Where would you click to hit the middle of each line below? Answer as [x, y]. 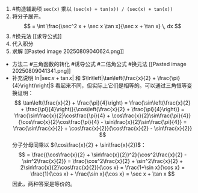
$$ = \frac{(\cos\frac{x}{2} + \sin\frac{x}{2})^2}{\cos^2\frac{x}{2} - [103, 155]
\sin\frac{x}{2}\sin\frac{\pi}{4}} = [146, 122]
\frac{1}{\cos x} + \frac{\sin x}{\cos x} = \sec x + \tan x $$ [103, 174]
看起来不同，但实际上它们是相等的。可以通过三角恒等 [121, 85]
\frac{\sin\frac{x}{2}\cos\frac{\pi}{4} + [62, 115]
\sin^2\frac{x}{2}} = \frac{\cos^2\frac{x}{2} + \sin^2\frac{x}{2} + [103, 161]
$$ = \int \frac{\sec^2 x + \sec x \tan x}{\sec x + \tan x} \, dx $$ [103, 26]
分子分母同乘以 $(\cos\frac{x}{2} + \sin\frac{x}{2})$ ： [79, 145]
